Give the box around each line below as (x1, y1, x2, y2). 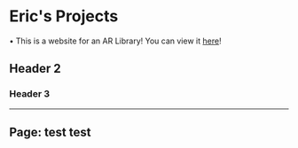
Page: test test (9, 125, 91, 140)
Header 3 (9, 88, 51, 100)
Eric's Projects (9, 6, 119, 27)
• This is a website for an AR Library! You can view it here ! (9, 35, 222, 46)
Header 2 (9, 61, 62, 76)
